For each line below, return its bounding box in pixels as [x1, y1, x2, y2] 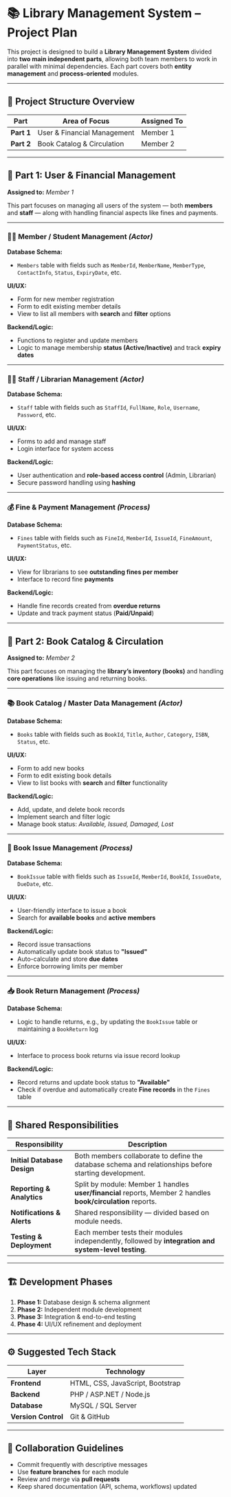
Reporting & [10, 1184, 50, 1193]
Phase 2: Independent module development [16, 1305, 142, 1313]
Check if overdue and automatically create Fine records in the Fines [16, 1085, 210, 1094]
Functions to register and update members [16, 336, 138, 344]
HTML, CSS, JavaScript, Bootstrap [69, 1378, 181, 1388]
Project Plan [7, 25, 78, 41]
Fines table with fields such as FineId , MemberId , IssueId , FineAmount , [16, 534, 212, 542]
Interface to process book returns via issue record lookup [16, 1052, 181, 1060]
